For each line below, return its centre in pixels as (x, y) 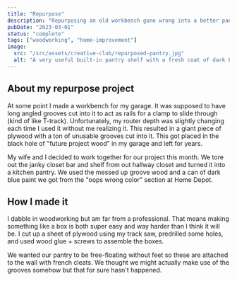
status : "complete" (36, 34)
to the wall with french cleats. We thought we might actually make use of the (119, 263)
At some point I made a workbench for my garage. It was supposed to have (116, 105)
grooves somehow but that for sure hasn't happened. (85, 270)
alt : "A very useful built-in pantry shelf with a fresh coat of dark (120, 60)
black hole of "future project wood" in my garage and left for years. (105, 143)
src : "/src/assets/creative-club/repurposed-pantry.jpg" (99, 54)
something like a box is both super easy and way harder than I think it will (114, 226)
